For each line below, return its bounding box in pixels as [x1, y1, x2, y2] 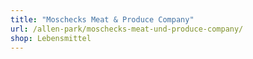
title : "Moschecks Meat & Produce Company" [10, 14, 195, 25]
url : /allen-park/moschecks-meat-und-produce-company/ [10, 24, 244, 34]
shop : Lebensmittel [10, 33, 92, 43]
